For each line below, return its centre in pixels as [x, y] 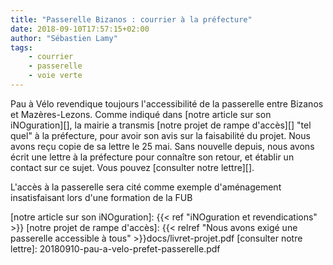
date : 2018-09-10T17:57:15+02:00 [80, 29]
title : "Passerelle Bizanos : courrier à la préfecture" [131, 19]
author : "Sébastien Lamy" [64, 38]
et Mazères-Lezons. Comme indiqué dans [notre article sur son [141, 114]
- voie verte [55, 76]
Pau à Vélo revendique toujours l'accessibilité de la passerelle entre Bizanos [167, 103]
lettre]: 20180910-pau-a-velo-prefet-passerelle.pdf [115, 248]
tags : [21, 47]
